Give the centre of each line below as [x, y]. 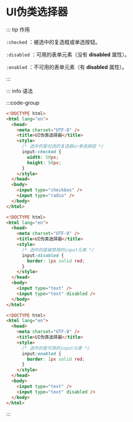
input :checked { [41, 152]
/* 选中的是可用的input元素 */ [56, 348]
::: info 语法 [20, 91]
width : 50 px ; [43, 157]
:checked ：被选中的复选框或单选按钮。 [53, 42]
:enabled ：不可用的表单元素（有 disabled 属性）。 [67, 67]
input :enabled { [41, 354]
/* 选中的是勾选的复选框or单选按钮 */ [63, 147]
